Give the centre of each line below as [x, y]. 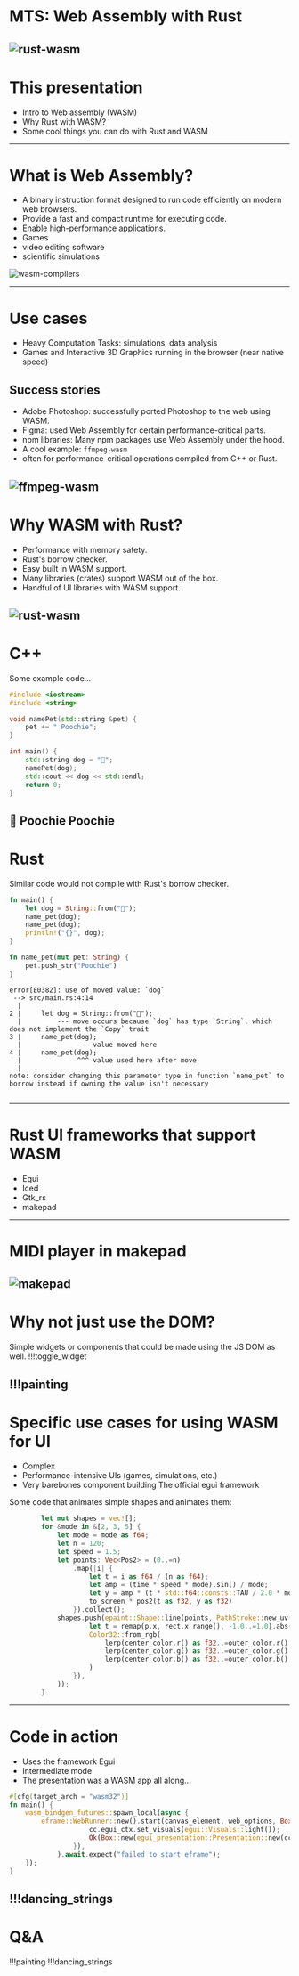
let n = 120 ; [81, 1544]
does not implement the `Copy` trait [79, 1029]
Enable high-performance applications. [94, 228]
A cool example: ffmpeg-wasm [74, 449]
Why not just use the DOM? [112, 1322]
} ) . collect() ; [99, 1610]
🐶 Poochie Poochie [62, 821]
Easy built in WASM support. [74, 568]
